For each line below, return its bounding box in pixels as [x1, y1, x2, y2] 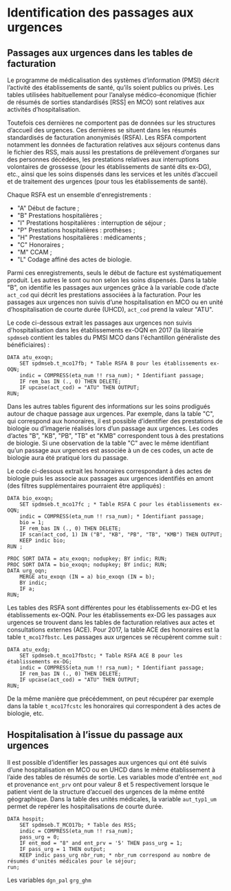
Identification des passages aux [7, 5, 194, 21]
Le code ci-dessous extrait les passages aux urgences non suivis [7, 319, 192, 327]
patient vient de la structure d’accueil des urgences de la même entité [7, 788, 205, 796]
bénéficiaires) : [7, 341, 50, 349]
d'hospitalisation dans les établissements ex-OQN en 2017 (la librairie [7, 326, 204, 334]
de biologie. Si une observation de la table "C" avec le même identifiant [7, 439, 210, 447]
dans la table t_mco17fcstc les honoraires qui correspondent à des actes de [7, 702, 221, 710]
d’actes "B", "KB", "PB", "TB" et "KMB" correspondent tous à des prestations [7, 432, 224, 439]
